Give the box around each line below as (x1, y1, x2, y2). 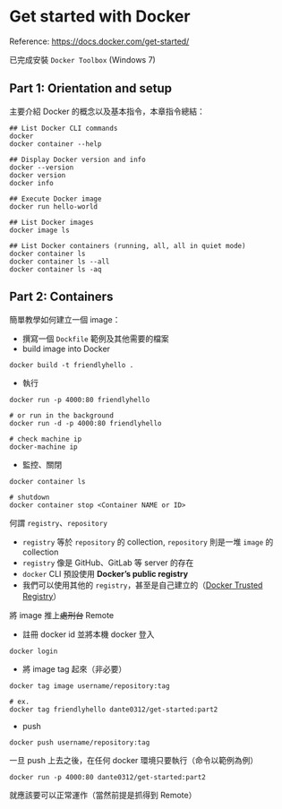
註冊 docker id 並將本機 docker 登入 (21, 629, 155, 640)
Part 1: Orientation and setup (9, 81, 173, 96)
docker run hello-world (9, 202, 98, 211)
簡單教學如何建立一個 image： (9, 314, 121, 324)
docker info (9, 178, 54, 187)
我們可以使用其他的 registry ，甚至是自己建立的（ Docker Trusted (21, 580, 263, 590)
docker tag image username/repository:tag (9, 681, 170, 691)
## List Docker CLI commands (9, 124, 118, 133)
